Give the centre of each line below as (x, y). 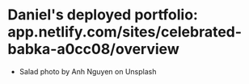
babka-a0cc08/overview (93, 49)
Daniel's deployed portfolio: (103, 15)
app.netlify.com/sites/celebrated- (125, 32)
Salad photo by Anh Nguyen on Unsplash (88, 71)
